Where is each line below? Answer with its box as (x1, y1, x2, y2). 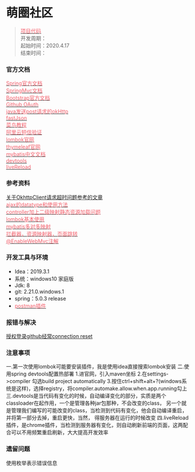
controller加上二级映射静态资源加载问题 (6, 208, 101, 215)
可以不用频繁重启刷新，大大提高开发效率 (11, 429, 109, 436)
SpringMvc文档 (6, 87, 43, 94)
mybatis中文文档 (6, 151, 46, 158)
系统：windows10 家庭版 (14, 275, 74, 282)
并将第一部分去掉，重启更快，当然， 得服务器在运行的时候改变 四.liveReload (6, 414, 189, 421)
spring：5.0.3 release (14, 295, 67, 302)
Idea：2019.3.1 (14, 268, 50, 275)
